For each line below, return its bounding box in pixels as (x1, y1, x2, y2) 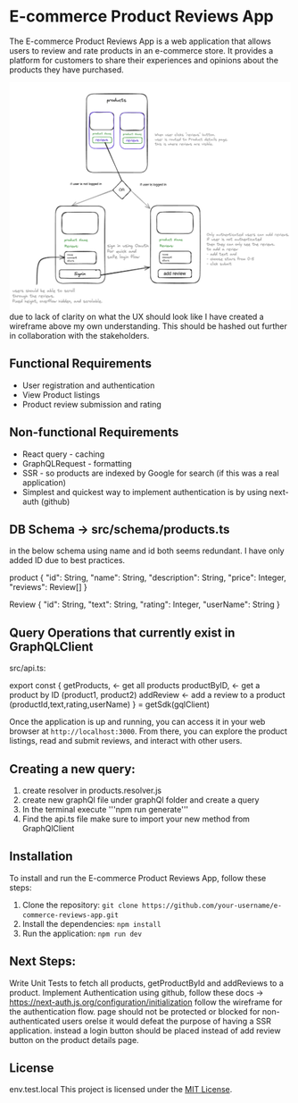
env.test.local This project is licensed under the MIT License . (9, 1084, 233, 1095)
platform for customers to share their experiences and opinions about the (9, 55, 279, 65)
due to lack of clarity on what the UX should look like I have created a (9, 311, 265, 322)
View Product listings (21, 389, 101, 400)
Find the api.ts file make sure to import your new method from (21, 813, 250, 824)
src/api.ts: (9, 663, 46, 674)
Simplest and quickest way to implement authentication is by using (21, 486, 268, 497)
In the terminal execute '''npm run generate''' (21, 804, 189, 815)
